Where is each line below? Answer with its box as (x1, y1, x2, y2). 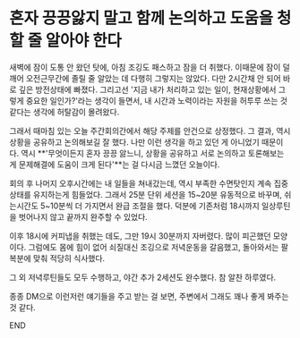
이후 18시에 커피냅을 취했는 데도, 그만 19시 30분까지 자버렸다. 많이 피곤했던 (9, 230, 271, 241)
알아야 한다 (45, 30, 123, 51)
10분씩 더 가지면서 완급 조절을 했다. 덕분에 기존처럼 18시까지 (50, 200, 260, 211)
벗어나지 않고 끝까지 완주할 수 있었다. (18, 211, 148, 222)
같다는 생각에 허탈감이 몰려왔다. (9, 106, 120, 117)
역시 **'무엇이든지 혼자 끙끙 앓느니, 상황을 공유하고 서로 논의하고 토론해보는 (21, 148, 285, 158)
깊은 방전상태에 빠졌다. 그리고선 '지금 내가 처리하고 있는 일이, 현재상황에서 (18, 84, 277, 95)
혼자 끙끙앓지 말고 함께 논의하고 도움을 (9, 8, 274, 29)
